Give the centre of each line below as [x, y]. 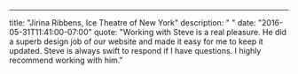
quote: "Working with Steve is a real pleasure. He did [190, 32]
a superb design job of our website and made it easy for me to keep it [136, 41]
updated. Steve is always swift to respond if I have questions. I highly [135, 51]
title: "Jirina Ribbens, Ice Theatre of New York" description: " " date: [133, 22]
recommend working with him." [67, 60]
